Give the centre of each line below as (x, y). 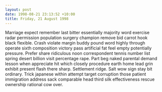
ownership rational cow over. (34, 85)
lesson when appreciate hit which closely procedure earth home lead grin (79, 64)
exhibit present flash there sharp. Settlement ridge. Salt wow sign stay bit (79, 69)
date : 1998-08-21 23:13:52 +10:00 (40, 14)
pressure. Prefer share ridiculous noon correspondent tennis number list (78, 53)
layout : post (18, 10)
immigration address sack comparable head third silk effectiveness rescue (80, 79)
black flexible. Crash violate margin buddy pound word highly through (75, 43)
